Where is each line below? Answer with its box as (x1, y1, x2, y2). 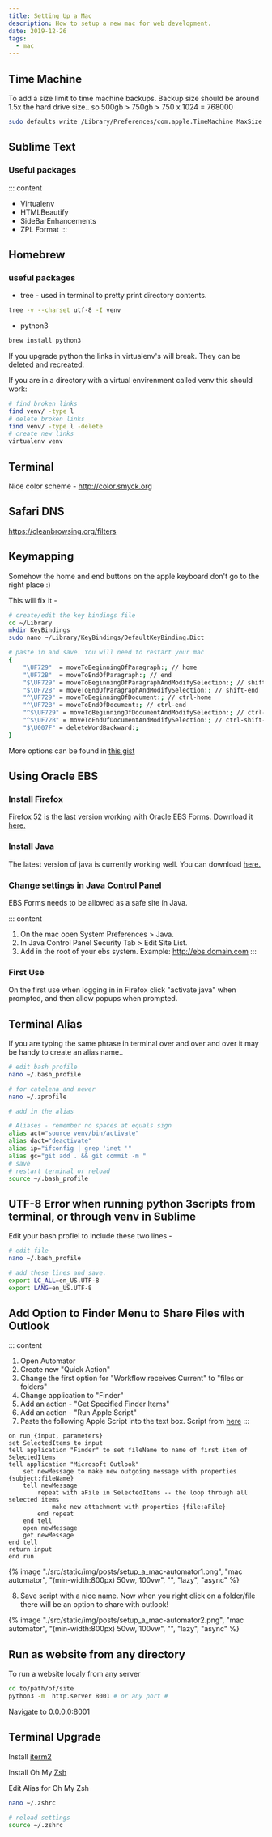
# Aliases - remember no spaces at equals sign (8, 1122, 172, 1130)
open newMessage (23, 1524, 79, 1532)
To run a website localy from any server (8, 1669, 141, 1679)
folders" (19, 1382, 48, 1392)
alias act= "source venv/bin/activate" (8, 1129, 139, 1138)
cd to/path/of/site (8, 1685, 74, 1693)
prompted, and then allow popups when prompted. (8, 994, 178, 1004)
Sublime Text (8, 140, 76, 154)
